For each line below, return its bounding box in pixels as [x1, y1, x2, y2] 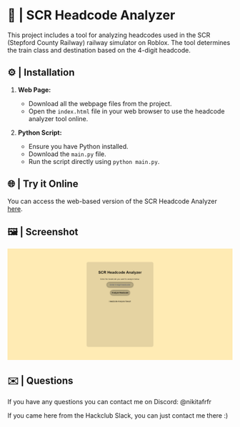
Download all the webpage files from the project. [28, 99, 172, 108]
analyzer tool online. [28, 114, 89, 123]
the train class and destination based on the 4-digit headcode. [7, 46, 191, 54]
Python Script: [17, 128, 62, 137]
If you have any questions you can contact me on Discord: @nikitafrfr [7, 397, 212, 406]
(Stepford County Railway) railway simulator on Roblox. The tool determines [7, 38, 231, 46]
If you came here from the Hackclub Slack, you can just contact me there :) [7, 411, 229, 420]
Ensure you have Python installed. [28, 142, 129, 150]
